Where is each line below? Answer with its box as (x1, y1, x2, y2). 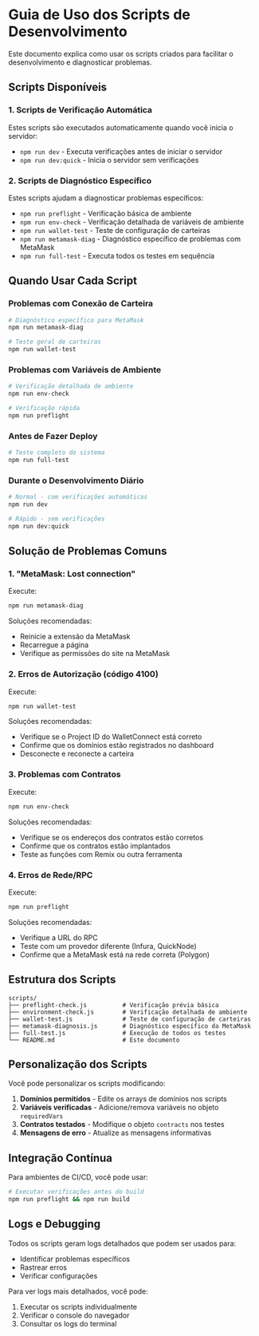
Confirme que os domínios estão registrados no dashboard (19, 741, 214, 750)
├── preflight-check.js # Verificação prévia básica (8, 1001, 219, 1009)
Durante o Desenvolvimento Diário (8, 475, 144, 486)
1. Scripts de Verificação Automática (8, 105, 153, 116)
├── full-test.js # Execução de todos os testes (8, 1029, 226, 1037)
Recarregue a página (19, 640, 89, 650)
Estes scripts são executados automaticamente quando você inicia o (8, 122, 233, 132)
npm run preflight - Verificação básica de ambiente (19, 208, 192, 218)
